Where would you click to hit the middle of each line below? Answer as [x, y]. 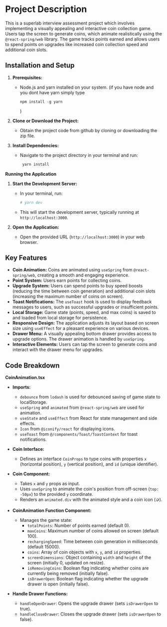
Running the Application [31, 174]
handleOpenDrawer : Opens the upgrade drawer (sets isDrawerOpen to [89, 603]
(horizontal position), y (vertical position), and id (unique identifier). [89, 464]
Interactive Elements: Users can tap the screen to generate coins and [84, 345]
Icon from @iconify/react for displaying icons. [68, 429]
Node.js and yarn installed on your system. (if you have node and [87, 87]
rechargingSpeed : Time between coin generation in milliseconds [92, 541]
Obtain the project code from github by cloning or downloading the [88, 130]
